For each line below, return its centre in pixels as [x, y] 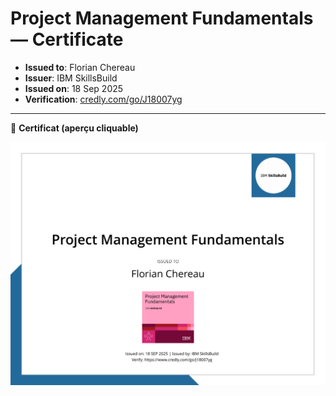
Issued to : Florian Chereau [80, 67]
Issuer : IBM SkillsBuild [71, 78]
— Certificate [67, 39]
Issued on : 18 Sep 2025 [74, 88]
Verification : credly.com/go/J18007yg [103, 99]
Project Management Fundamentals [162, 18]
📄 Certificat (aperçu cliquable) [74, 128]
